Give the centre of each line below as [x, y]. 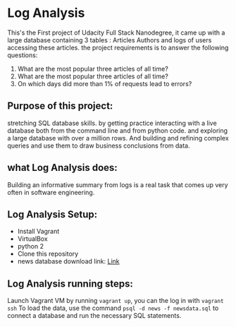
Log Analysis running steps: [70, 284]
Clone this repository [48, 254]
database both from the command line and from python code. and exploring [117, 130]
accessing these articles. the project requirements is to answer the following [118, 47]
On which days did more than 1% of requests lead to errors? [105, 83]
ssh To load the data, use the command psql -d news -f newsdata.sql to [113, 308]
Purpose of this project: [60, 106]
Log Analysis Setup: [52, 214]
